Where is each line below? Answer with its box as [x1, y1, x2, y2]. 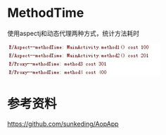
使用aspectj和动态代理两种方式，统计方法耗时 [7, 29, 140, 37]
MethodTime [7, 5, 84, 21]
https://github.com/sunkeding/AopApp [7, 120, 119, 128]
